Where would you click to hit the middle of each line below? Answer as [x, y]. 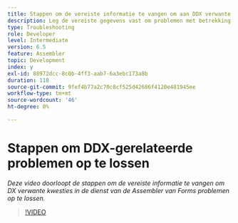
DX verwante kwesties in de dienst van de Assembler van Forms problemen [119, 190]
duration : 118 [29, 80]
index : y [20, 67]
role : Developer [31, 34]
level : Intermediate [38, 41]
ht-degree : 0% [29, 107]
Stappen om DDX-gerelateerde [100, 149]
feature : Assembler [36, 54]
